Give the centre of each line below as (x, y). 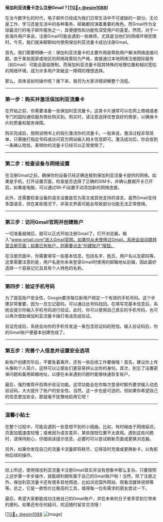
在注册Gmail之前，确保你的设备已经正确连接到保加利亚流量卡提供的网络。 (79, 175)
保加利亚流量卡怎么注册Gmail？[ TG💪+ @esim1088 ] (57, 8)
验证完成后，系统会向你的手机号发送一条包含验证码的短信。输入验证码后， (79, 326)
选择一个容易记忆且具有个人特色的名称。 (45, 268)
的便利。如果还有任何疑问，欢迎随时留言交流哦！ (54, 505)
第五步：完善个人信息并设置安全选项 (47, 351)
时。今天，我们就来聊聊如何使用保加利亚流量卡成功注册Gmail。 (68, 42)
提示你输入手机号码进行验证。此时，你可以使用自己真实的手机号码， (81, 310)
